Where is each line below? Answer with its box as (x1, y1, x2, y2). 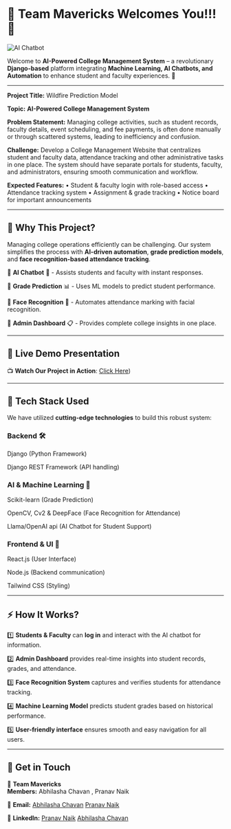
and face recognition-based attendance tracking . (7, 254, 151, 263)
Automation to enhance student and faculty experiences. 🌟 (7, 71, 176, 80)
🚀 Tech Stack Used (7, 395, 89, 407)
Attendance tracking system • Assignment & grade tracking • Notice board (7, 188, 219, 197)
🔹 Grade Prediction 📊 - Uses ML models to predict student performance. (7, 282, 216, 290)
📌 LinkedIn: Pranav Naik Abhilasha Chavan (7, 814, 129, 822)
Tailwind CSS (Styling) (7, 582, 71, 590)
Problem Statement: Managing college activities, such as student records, (7, 118, 219, 126)
